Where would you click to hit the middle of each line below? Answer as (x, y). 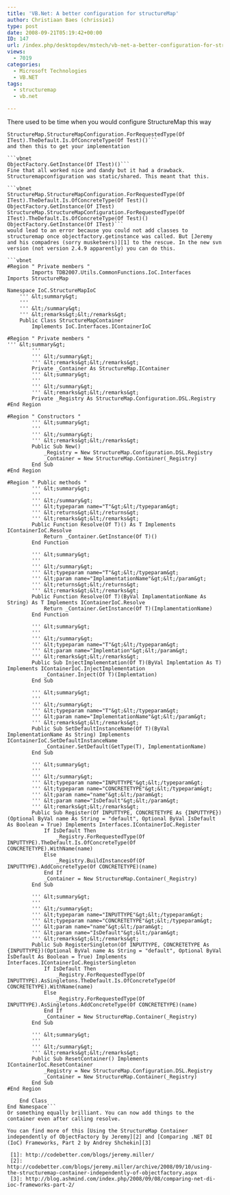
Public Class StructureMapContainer (72, 320)
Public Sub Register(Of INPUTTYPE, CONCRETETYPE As (107, 813)
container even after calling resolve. (64, 1119)
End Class (34, 1101)
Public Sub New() (56, 447)
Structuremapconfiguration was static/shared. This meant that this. (108, 176)
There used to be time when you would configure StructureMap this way (109, 122)
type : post (23, 26)
